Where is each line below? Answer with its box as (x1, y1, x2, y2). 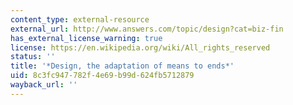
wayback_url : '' (10, 80, 78, 90)
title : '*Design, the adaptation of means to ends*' (10, 61, 235, 71)
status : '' (10, 52, 56, 62)
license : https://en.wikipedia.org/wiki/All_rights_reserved (10, 42, 271, 53)
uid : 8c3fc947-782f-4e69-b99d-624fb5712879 (10, 71, 195, 81)
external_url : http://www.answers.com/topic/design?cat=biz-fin (10, 24, 284, 34)
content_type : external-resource (10, 14, 150, 25)
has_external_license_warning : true (10, 33, 163, 43)
